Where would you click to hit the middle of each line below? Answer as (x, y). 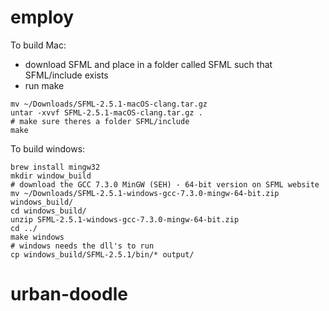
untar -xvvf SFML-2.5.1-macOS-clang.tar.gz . (106, 112)
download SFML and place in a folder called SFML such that (148, 64)
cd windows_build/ (48, 211)
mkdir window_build (51, 176)
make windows (37, 237)
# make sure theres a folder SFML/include (100, 121)
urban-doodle (69, 294)
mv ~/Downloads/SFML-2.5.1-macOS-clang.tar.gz (109, 104)
